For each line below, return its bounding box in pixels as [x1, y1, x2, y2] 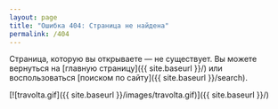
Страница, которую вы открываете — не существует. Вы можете [9, 54, 258, 65]
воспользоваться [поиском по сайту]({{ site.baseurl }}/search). [9, 73, 248, 83]
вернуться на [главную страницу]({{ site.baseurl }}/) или [9, 63, 223, 74]
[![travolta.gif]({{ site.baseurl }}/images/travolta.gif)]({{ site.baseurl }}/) [9, 90, 270, 100]
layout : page [9, 12, 58, 22]
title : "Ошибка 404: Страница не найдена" [9, 21, 169, 30]
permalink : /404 [9, 29, 69, 38]
